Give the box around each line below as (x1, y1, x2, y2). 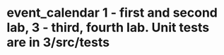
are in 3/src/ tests (6, 35, 110, 50)
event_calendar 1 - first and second (6, 5, 218, 21)
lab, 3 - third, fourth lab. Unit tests (6, 19, 210, 36)
